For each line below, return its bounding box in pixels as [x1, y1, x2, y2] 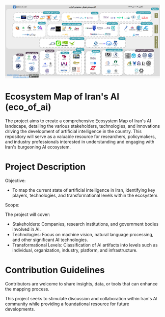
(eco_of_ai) [5, 102, 52, 113]
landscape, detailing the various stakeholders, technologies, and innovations [5, 123, 160, 129]
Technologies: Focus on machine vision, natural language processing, [12, 231, 154, 237]
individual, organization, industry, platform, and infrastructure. [12, 247, 137, 253]
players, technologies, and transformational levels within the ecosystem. [12, 192, 159, 198]
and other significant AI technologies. [12, 237, 88, 243]
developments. [5, 306, 35, 312]
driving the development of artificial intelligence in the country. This [5, 128, 142, 134]
